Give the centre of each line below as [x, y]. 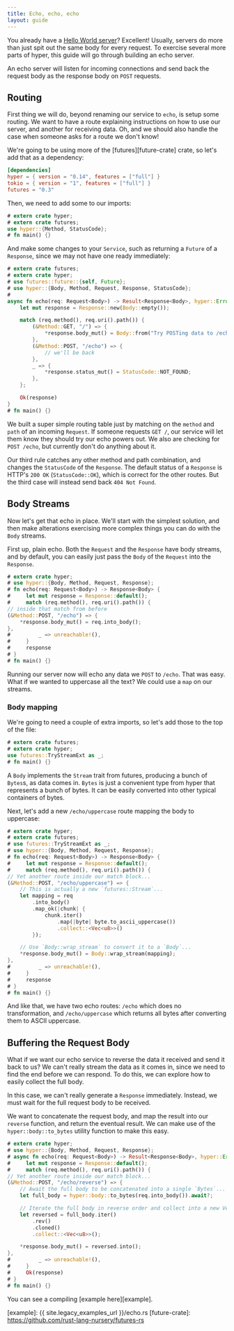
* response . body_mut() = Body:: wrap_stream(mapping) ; [98, 954]
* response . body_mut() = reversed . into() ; [80, 1247]
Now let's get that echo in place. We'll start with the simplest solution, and [113, 521]
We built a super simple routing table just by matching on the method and [111, 424]
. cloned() [46, 1228]
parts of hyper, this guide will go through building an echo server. [101, 55]
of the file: [22, 730]
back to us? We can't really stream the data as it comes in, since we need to [116, 1067]
